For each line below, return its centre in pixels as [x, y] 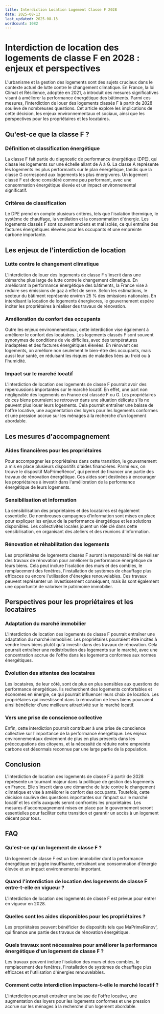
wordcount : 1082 [22, 23]
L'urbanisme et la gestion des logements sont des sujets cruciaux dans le [79, 82]
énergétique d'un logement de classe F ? [54, 951]
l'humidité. [16, 361]
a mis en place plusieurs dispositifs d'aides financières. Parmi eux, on [75, 466]
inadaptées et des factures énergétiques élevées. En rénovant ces [72, 345]
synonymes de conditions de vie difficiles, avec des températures [71, 340]
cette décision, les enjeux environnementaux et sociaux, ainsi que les [75, 114]
